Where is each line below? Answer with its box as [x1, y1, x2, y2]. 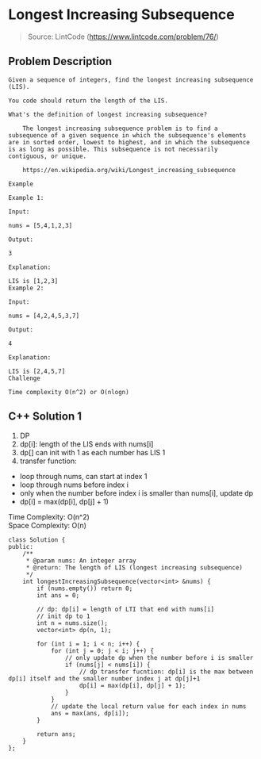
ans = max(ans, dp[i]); [50, 709, 129, 717]
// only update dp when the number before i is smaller [64, 654, 254, 661]
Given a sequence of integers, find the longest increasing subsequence [8, 75, 254, 84]
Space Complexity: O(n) [8, 520, 87, 530]
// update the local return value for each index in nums [50, 702, 247, 711]
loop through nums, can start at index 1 [19, 471, 148, 481]
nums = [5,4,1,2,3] [8, 221, 73, 229]
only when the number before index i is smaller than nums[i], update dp [19, 488, 254, 497]
